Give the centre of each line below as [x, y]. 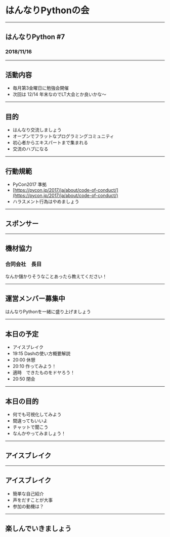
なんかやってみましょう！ [39, 433]
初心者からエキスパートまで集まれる [50, 143]
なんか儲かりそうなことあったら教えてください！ [56, 276]
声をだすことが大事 [33, 500]
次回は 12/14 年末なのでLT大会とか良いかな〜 [59, 94]
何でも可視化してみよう [37, 414]
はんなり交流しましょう [37, 130]
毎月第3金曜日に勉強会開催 [41, 88]
